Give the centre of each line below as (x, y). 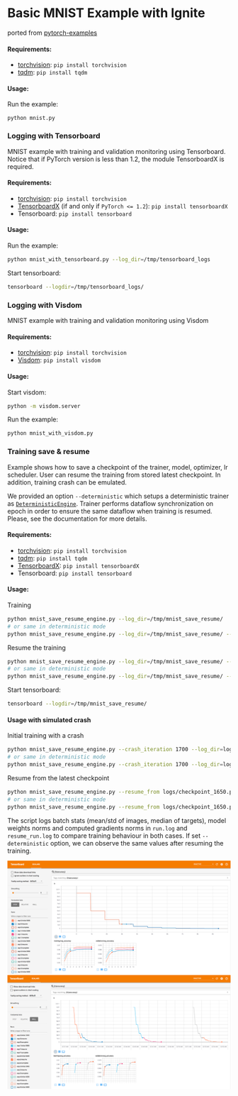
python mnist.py (31, 118)
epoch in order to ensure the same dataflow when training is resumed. (110, 511)
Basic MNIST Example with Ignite (106, 13)
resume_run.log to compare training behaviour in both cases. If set (104, 836)
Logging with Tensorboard (54, 136)
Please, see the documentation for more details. (77, 519)
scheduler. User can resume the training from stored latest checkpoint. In (114, 475)
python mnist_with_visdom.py (50, 433)
